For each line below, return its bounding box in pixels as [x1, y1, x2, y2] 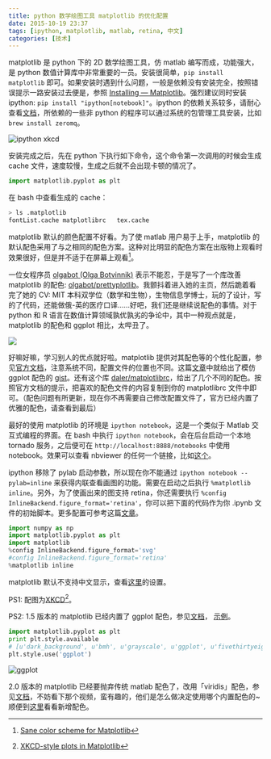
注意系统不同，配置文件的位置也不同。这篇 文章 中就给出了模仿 [50, 363, 256, 372]
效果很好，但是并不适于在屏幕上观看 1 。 [8, 251, 139, 262]
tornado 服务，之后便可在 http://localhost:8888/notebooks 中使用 [8, 440, 231, 450]
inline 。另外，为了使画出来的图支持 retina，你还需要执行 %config [8, 488, 227, 497]
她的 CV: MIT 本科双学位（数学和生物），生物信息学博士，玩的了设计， [22, 290, 255, 300]
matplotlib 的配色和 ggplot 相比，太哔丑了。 [8, 320, 153, 329]
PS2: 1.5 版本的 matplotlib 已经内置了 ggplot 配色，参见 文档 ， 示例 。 [8, 611, 236, 622]
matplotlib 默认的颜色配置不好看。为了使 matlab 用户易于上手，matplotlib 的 [8, 232, 261, 241]
